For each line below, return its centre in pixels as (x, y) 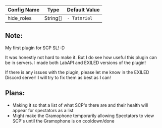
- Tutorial (80, 18)
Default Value (83, 10)
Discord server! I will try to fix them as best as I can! (58, 77)
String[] (53, 18)
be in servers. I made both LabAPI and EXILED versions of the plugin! (76, 63)
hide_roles (20, 18)
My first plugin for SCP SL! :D (35, 48)
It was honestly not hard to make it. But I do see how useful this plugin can (81, 57)
